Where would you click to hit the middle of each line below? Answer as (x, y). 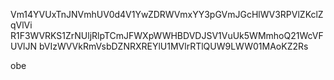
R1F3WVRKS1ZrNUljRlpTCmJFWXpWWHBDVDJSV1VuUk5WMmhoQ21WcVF (167, 35)
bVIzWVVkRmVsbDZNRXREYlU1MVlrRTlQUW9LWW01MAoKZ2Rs (173, 46)
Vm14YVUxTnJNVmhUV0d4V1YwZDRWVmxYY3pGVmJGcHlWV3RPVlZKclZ (167, 14)
